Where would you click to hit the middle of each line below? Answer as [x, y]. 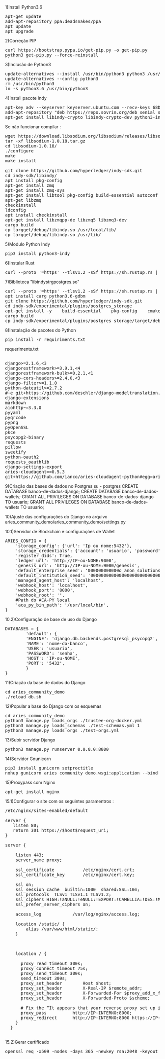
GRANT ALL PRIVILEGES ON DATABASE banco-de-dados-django [88, 497]
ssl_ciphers [30, 899]
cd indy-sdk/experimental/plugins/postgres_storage [69, 306]
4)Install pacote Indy [26, 98]
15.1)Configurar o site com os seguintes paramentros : [59, 801]
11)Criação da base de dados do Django [45, 682]
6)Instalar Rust [20, 263]
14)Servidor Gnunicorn [28, 759]
